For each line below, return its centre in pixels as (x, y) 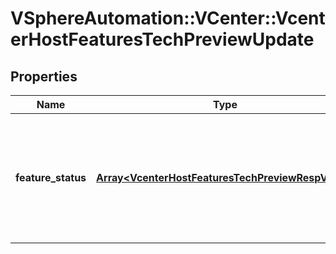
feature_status (51, 177)
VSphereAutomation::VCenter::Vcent (168, 18)
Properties (44, 76)
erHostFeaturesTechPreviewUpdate (162, 39)
